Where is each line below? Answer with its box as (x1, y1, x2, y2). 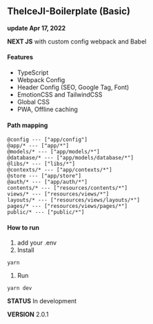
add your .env (17, 238, 57, 247)
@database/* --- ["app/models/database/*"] (7, 155, 134, 162)
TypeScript (17, 68, 49, 77)
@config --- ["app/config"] (7, 136, 88, 144)
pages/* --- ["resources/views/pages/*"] (7, 203, 128, 210)
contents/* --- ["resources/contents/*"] (7, 184, 128, 192)
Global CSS (17, 98, 50, 106)
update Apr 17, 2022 (7, 23, 66, 32)
